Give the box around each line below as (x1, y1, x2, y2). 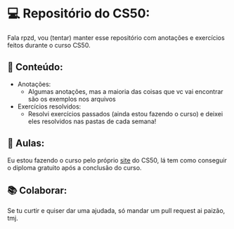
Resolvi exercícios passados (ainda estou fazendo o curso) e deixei (27, 109, 223, 118)
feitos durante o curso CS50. (7, 41, 91, 49)
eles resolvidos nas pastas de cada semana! (27, 117, 157, 125)
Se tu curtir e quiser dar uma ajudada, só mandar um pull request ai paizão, (7, 207, 226, 215)
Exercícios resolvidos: (17, 102, 82, 111)
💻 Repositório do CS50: (7, 6, 150, 22)
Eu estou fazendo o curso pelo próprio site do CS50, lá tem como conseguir (7, 155, 227, 165)
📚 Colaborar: (7, 184, 67, 196)
